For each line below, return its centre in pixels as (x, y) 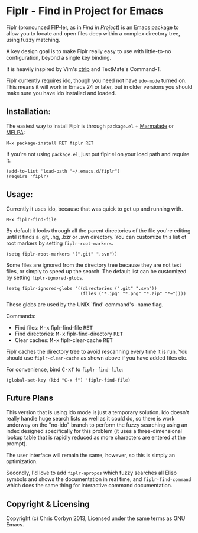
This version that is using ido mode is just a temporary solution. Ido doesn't (98, 412)
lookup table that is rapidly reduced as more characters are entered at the (96, 437)
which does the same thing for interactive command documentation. (89, 486)
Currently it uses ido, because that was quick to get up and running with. (95, 209)
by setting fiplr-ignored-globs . (45, 277)
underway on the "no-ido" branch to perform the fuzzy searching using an (97, 425)
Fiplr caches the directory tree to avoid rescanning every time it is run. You (97, 351)
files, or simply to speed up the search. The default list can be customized (96, 271)
